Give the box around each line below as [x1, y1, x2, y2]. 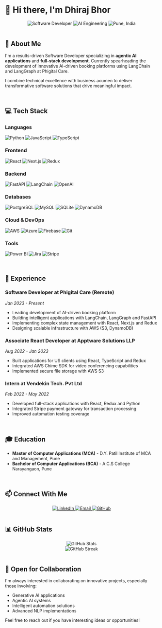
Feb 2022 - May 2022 [5, 391, 49, 397]
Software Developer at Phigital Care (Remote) [5, 289, 114, 296]
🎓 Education [5, 435, 46, 443]
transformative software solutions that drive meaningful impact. [5, 83, 132, 89]
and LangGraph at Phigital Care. [5, 68, 69, 74]
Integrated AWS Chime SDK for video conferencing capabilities [12, 362, 138, 369]
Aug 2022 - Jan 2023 [5, 348, 49, 354]
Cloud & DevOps [5, 216, 45, 223]
